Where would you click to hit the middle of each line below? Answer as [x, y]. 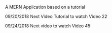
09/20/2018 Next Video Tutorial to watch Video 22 [56, 16]
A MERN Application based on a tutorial [45, 7]
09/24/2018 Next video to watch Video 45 [48, 26]
